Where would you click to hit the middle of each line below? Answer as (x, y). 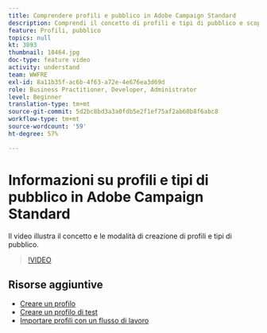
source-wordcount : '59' (48, 126)
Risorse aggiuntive (56, 284)
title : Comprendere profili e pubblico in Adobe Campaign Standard (122, 15)
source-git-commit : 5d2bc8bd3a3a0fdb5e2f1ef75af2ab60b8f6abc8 (113, 112)
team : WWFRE (28, 75)
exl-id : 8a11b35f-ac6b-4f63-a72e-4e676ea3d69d (87, 82)
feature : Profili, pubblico (55, 30)
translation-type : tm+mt (49, 104)
